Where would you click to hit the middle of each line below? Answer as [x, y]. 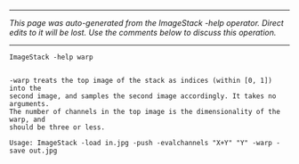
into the [25, 88]
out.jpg [43, 151]
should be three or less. [57, 127]
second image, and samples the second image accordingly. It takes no [143, 96]
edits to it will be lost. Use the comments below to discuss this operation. [143, 33]
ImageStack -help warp [51, 57]
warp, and [28, 119]
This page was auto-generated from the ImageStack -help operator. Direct [147, 23]
